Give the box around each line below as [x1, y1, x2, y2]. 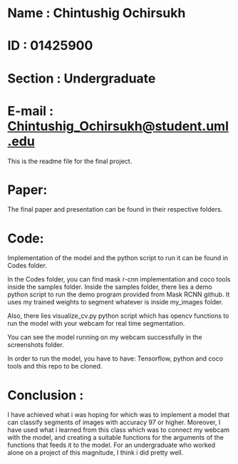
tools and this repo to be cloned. [7, 362, 103, 371]
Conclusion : [7, 387, 84, 403]
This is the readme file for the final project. [7, 157, 133, 165]
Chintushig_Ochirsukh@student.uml [7, 118, 229, 134]
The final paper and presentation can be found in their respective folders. [7, 205, 223, 214]
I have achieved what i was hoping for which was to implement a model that [7, 411, 230, 419]
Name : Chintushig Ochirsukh [7, 5, 186, 21]
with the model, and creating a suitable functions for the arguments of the [7, 433, 224, 442]
